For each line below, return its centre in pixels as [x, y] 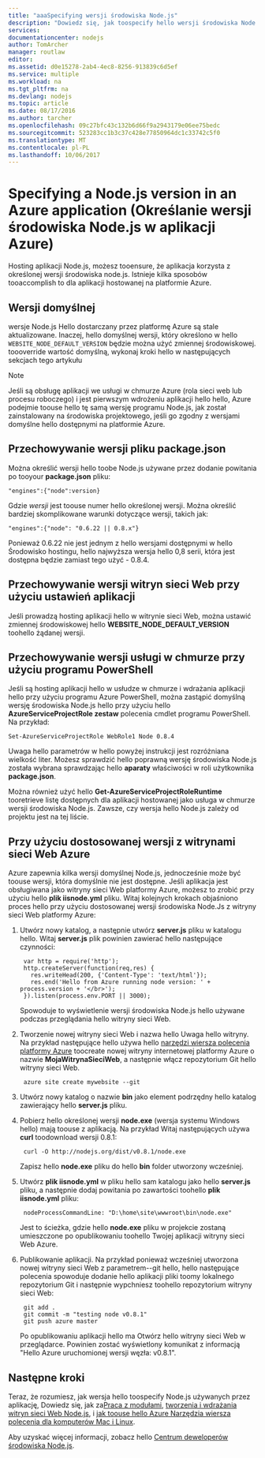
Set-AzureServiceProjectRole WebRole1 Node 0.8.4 [91, 737]
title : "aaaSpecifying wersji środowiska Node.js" [93, 15]
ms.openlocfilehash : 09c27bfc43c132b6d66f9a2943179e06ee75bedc [114, 125]
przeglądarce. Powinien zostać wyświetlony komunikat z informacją [130, 1344]
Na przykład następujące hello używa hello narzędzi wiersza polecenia [134, 1043]
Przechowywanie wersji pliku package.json [117, 449]
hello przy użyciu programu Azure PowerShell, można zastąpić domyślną [127, 697]
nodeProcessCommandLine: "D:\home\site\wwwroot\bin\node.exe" [128, 1213]
